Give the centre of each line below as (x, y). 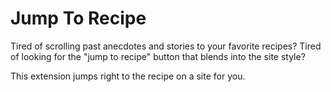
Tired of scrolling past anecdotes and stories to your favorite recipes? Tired (166, 46)
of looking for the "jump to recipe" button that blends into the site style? (158, 56)
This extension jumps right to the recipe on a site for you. (128, 76)
